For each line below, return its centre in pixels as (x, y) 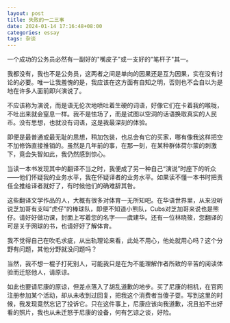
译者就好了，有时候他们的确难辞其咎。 (85, 186)
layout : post (26, 13)
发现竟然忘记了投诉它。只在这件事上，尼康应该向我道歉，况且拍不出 (121, 304)
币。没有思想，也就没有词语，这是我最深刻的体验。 (79, 122)
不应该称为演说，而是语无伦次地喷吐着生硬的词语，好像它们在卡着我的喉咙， (115, 105)
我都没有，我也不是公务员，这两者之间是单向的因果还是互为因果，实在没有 (112, 74)
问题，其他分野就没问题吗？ (58, 249)
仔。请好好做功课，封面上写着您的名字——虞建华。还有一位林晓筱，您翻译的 (115, 218)
